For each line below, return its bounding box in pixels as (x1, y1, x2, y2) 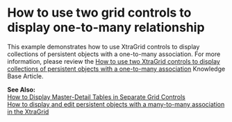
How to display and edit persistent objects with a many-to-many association (7, 100, 225, 108)
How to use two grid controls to (7, 5, 192, 21)
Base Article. (7, 71, 44, 80)
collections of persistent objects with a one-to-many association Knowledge (7, 64, 226, 73)
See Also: (7, 85, 36, 94)
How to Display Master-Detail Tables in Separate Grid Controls (7, 92, 185, 101)
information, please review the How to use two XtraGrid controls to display (7, 57, 220, 65)
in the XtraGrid (7, 107, 49, 116)
